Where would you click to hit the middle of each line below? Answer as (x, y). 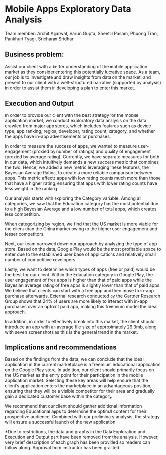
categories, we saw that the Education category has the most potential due (82, 203)
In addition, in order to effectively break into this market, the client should (80, 321)
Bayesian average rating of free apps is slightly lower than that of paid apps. (83, 285)
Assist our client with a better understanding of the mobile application (76, 66)
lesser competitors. (25, 234)
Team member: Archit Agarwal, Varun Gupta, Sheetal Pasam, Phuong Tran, (82, 33)
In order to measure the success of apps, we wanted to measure (71, 146)
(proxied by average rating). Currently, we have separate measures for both (82, 157)
